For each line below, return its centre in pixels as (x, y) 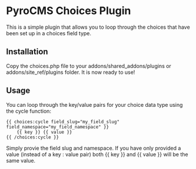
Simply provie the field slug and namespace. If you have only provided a (94, 148)
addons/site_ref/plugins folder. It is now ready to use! (71, 72)
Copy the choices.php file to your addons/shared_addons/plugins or (89, 66)
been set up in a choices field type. (49, 33)
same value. (21, 160)
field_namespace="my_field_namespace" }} (58, 127)
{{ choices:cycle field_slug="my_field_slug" (63, 121)
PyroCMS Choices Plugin (69, 11)
